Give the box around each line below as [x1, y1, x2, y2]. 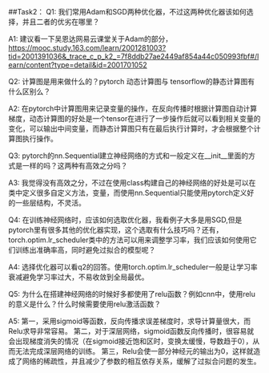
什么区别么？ [8, 87, 50, 96]
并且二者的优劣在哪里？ [22, 17, 100, 26]
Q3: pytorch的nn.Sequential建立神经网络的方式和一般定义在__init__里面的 [8, 151, 249, 160]
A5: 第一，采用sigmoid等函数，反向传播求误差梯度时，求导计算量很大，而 [8, 316, 251, 326]
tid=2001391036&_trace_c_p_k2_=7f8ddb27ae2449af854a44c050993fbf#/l [8, 51, 259, 61]
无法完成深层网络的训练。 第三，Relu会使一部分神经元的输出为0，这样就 [14, 347, 254, 355]
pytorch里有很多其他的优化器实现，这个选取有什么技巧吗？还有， [8, 225, 223, 234]
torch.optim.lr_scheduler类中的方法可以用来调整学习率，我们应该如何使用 [8, 235, 250, 245]
